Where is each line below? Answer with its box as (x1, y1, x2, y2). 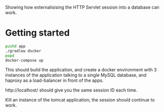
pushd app (5, 44, 26, 49)
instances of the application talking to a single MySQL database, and (5, 72, 146, 78)
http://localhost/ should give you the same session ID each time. (5, 87, 137, 93)
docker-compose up (5, 58, 43, 63)
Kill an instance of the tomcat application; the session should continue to (5, 97, 155, 103)
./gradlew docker (5, 48, 41, 53)
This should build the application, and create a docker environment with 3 (5, 67, 157, 73)
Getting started (5, 27, 70, 39)
